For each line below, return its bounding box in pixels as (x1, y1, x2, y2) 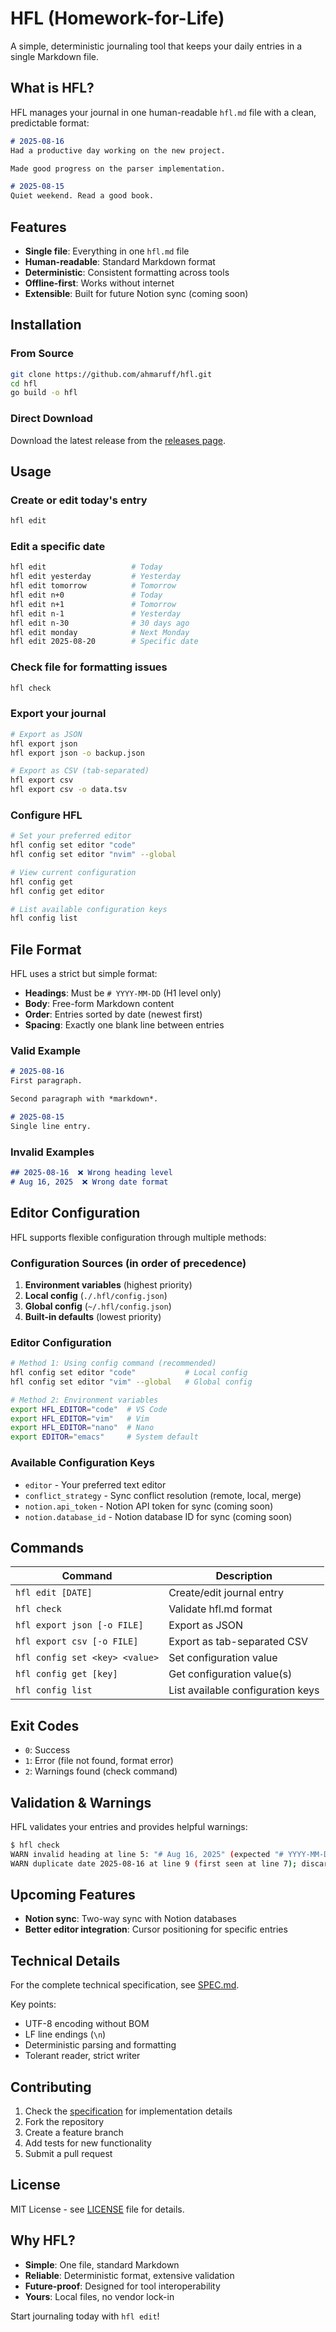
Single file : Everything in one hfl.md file (24, 245, 190, 257)
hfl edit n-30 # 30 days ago (10, 618, 190, 628)
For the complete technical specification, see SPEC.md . (10, 1979, 240, 1991)
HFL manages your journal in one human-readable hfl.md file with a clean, (10, 106, 317, 118)
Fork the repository (24, 2116, 105, 2128)
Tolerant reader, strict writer (24, 2050, 141, 2062)
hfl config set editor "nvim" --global (10, 850, 177, 860)
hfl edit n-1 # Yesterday (10, 608, 182, 619)
